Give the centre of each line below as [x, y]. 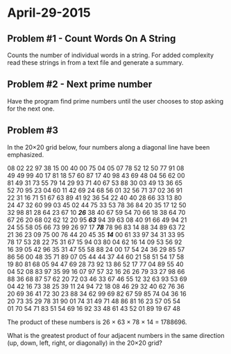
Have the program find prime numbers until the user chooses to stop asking [115, 101]
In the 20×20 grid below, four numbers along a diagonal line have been [109, 147]
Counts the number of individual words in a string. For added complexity [110, 55]
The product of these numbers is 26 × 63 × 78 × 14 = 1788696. [97, 322]
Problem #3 [33, 130]
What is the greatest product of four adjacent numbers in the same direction [116, 335]
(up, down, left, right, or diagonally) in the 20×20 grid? [85, 343]
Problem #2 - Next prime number [80, 85]
